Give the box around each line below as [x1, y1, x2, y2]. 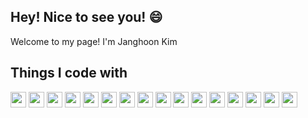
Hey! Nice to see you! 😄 [10, 9, 163, 26]
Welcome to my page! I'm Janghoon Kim [10, 35, 178, 47]
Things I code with [10, 65, 128, 82]
